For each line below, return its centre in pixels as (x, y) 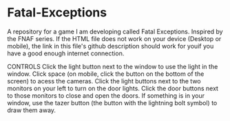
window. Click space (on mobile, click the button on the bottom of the (106, 74)
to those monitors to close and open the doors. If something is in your (106, 95)
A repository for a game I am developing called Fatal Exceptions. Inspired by (115, 31)
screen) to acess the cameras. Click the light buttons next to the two (104, 81)
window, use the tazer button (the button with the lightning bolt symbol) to (112, 103)
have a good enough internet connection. (66, 53)
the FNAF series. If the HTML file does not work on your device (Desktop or (114, 38)
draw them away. (32, 110)
